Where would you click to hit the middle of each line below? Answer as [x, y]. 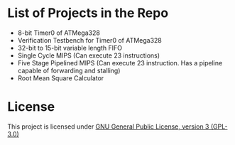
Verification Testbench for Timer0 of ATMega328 [89, 40]
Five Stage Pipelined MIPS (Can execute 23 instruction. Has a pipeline [120, 63]
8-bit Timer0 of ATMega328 [59, 33]
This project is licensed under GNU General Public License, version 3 [108, 127]
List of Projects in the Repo [88, 13]
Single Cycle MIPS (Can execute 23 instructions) [89, 55]
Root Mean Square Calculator [61, 78]
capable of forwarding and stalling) [69, 70]
